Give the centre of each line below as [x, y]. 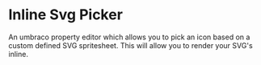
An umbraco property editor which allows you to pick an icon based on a [129, 37]
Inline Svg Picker [66, 15]
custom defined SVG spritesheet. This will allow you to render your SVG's [130, 45]
